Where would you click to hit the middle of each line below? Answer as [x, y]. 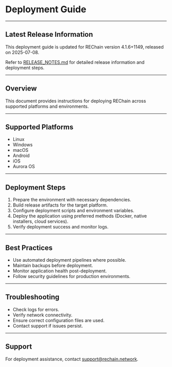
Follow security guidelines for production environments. [71, 276]
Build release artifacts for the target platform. [60, 205]
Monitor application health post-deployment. [60, 271]
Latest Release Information [49, 35]
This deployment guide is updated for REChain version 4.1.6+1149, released [84, 47]
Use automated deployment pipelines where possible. [69, 260]
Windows [23, 145]
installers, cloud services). [40, 221]
